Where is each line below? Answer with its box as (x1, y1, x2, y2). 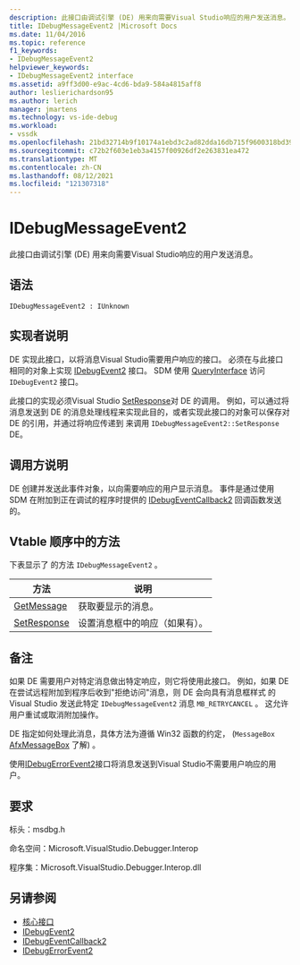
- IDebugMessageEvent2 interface (9, 72, 134, 81)
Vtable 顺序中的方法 (9, 534, 121, 549)
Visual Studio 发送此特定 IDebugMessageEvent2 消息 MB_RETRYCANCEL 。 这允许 (9, 698, 288, 709)
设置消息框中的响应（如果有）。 (78, 617, 208, 629)
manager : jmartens (9, 105, 78, 114)
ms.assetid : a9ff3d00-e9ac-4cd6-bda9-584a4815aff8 (9, 80, 202, 89)
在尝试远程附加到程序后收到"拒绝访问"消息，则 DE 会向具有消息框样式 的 (9, 687, 277, 698)
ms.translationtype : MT (9, 154, 98, 164)
